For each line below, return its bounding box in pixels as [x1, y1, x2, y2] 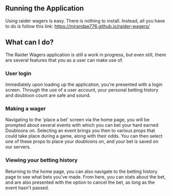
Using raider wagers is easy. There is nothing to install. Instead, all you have [5, 17, 165, 24]
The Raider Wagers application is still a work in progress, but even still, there [5, 51, 166, 58]
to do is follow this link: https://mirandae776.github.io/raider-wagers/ [5, 23, 150, 29]
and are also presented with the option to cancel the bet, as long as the [5, 179, 155, 185]
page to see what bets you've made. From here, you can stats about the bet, [5, 173, 166, 180]
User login [5, 70, 32, 77]
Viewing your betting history [5, 157, 78, 164]
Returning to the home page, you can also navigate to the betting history [5, 168, 158, 175]
